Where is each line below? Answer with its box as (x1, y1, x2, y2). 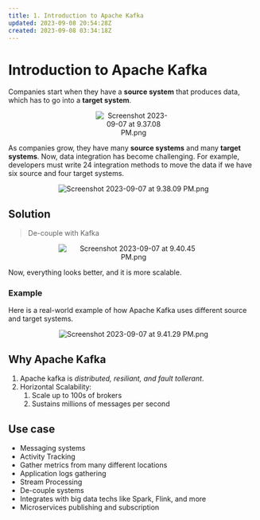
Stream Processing (19, 477, 83, 487)
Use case (8, 422, 56, 436)
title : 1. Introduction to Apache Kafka (8, 11, 145, 20)
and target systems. (8, 314, 74, 323)
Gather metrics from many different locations (19, 460, 168, 470)
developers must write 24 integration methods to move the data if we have (8, 160, 253, 170)
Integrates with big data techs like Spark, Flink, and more (19, 495, 207, 504)
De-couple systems (19, 486, 85, 495)
